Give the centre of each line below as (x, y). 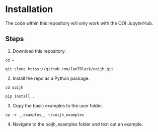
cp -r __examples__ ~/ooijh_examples (45, 115)
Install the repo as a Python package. (51, 78)
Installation (29, 9)
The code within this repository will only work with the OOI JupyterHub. (79, 23)
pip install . (20, 96)
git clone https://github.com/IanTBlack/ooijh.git (59, 69)
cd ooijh (14, 87)
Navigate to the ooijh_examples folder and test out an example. (78, 124)
